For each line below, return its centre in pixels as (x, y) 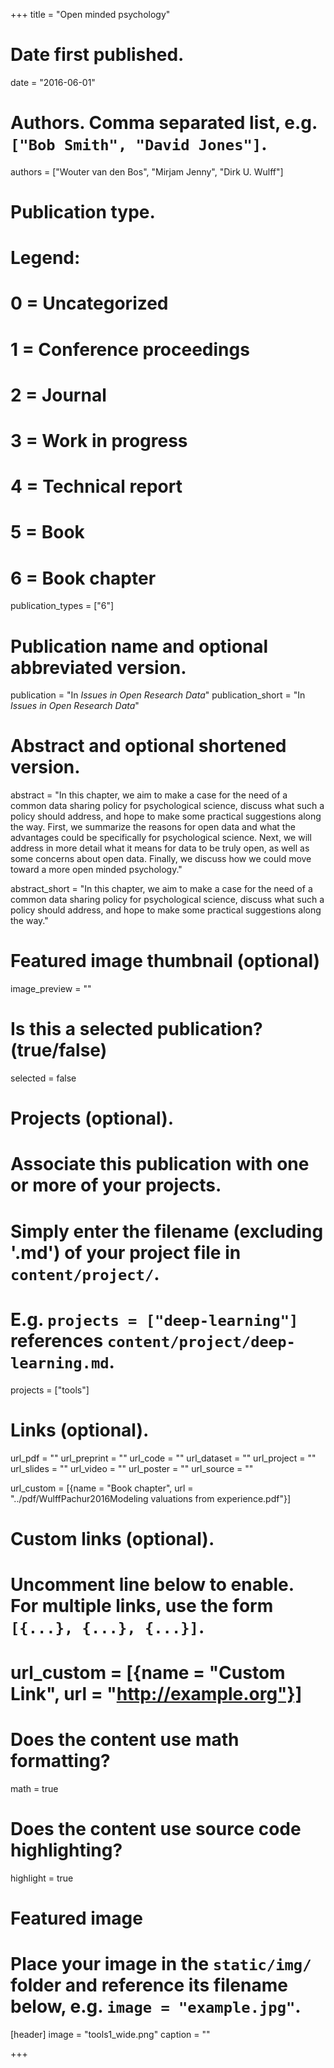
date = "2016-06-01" (53, 82)
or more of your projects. (116, 1185)
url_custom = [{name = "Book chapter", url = (102, 1488)
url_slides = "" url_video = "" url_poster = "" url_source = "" (132, 1468)
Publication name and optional (139, 646)
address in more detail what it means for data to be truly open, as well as (160, 848)
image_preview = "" (51, 989)
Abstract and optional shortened (148, 746)
